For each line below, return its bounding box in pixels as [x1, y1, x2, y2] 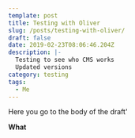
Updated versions [15, 63, 73, 71]
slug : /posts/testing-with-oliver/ [8, 26, 126, 34]
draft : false [8, 33, 51, 42]
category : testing [8, 71, 69, 79]
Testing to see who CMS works [15, 56, 114, 64]
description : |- [8, 48, 62, 56]
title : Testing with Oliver [8, 19, 101, 27]
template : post [8, 11, 58, 20]
